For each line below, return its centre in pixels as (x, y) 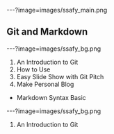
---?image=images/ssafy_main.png (57, 10)
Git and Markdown (47, 32)
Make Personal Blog (45, 84)
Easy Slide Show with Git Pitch (60, 76)
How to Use (33, 69)
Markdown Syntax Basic (51, 97)
